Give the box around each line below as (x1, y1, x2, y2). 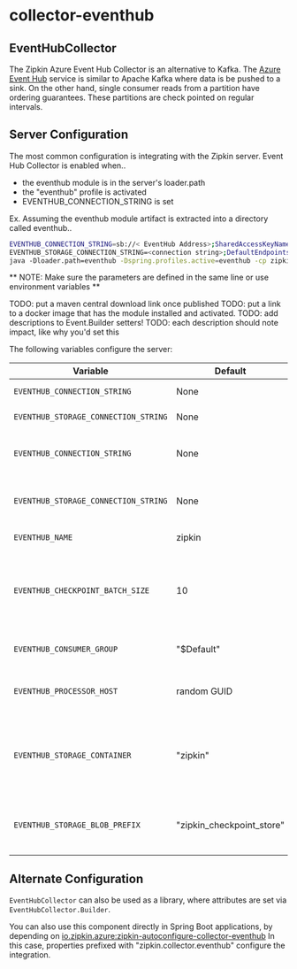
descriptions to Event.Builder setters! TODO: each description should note (9, 318, 278, 328)
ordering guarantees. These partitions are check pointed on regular (9, 92, 255, 103)
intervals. (9, 102, 43, 112)
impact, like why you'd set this (9, 327, 119, 337)
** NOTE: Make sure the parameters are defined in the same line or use (9, 272, 270, 283)
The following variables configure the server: (9, 344, 173, 355)
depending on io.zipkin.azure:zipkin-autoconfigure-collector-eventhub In (9, 931, 276, 942)
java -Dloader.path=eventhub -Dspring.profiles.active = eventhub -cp (9, 256, 267, 265)
